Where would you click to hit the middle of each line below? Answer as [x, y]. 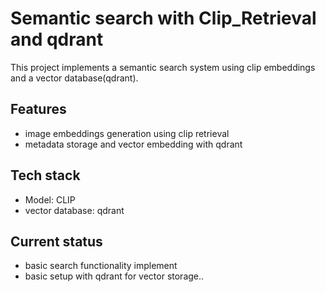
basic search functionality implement [101, 266]
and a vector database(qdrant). [74, 78]
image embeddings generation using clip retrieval [127, 133]
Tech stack [45, 175]
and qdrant [57, 39]
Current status [56, 241]
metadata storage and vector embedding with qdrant [133, 144]
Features [38, 109]
